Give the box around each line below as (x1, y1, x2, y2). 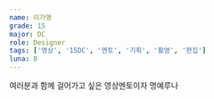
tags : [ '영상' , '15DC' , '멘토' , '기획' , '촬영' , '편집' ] (9, 46, 207, 55)
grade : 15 (9, 21, 46, 30)
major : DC (9, 29, 46, 38)
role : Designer (9, 37, 66, 47)
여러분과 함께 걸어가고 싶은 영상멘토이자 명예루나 (9, 80, 179, 90)
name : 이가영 (9, 12, 52, 22)
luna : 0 (9, 54, 38, 63)
